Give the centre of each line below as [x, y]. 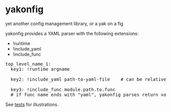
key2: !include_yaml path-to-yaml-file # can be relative [88, 79]
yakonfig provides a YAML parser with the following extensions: [72, 33]
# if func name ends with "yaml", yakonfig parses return [84, 95]
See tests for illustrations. [32, 104]
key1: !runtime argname [40, 69]
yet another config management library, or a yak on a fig [64, 24]
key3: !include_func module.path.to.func [63, 89]
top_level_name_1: [28, 64]
